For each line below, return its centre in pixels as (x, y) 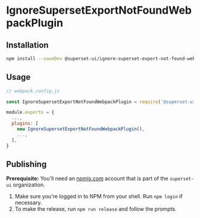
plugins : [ (25, 124)
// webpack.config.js (33, 91)
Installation (27, 45)
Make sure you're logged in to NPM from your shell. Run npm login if (99, 197)
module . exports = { (30, 113)
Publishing (26, 164)
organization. (29, 185)
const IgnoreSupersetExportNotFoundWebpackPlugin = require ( (84, 102)
